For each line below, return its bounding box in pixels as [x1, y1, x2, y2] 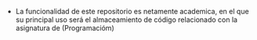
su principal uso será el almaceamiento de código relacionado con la [15, 15, 237, 24]
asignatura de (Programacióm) [15, 24, 115, 32]
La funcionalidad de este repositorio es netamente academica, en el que [15, 7, 249, 16]
